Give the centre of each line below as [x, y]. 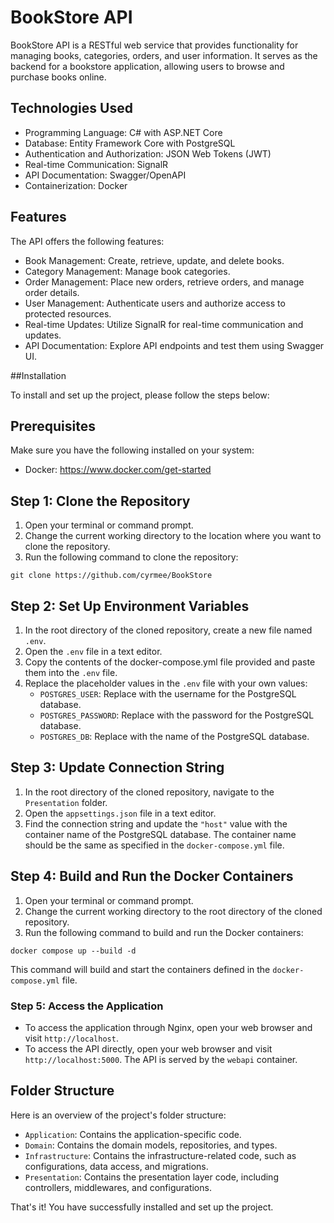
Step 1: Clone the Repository [100, 501]
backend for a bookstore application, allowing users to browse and [147, 66]
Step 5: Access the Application [87, 1006]
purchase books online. [58, 77]
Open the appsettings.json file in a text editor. [120, 813]
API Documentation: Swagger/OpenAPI [105, 175]
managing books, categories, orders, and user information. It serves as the [164, 55]
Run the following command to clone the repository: [131, 557]
